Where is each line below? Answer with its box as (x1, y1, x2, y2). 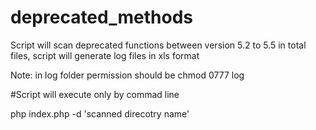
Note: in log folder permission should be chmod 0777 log (10, 69, 245, 81)
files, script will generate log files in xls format (10, 49, 200, 61)
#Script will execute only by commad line (10, 88, 180, 100)
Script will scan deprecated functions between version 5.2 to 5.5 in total (10, 39, 307, 51)
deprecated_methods (10, 6, 193, 29)
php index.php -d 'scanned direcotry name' (10, 107, 190, 120)
